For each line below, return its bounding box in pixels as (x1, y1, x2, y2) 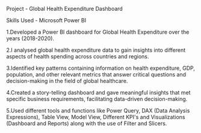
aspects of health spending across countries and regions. (6, 53, 149, 60)
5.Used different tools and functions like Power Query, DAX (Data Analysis (6, 107, 190, 114)
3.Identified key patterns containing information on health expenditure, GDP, (6, 64, 196, 72)
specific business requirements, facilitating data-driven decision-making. (6, 96, 188, 102)
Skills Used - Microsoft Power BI (6, 17, 86, 23)
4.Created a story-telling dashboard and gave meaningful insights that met (6, 89, 191, 96)
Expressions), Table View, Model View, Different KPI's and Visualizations (6, 114, 185, 120)
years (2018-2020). (6, 35, 55, 42)
